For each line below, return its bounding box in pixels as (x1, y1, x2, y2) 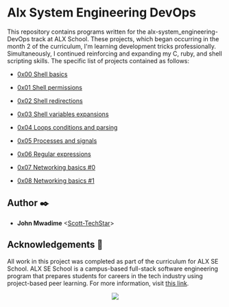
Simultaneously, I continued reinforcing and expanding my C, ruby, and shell (7, 49, 223, 58)
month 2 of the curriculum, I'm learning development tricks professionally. (7, 42, 217, 50)
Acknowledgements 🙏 (7, 239, 104, 251)
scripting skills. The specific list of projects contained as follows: (7, 56, 190, 65)
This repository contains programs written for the (7, 27, 146, 36)
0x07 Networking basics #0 (16, 163, 96, 171)
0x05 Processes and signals (16, 136, 97, 145)
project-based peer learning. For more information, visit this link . (7, 279, 189, 287)
